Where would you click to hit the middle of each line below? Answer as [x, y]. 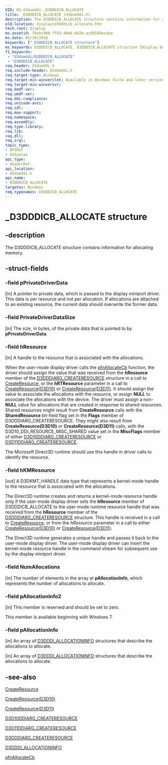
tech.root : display [25, 29]
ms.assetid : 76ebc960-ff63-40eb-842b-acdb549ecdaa [59, 33]
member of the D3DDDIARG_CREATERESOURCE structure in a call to [76, 378]
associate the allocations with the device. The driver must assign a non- [79, 399]
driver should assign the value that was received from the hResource [76, 373]
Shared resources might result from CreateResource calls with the [74, 410]
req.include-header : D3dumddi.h [39, 71]
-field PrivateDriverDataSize [40, 317]
